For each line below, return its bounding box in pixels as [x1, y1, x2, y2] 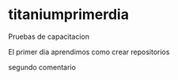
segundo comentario [8, 62, 77, 72]
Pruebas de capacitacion [8, 32, 89, 41]
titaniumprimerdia [8, 6, 129, 24]
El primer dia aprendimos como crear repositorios [8, 47, 170, 56]
